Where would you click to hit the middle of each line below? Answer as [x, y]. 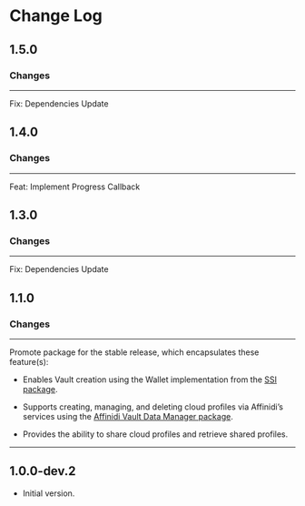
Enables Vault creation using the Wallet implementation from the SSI [150, 379]
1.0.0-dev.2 [43, 471]
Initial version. [49, 493]
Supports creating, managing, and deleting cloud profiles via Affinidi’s [153, 407]
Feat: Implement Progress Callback [75, 187]
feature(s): [29, 361]
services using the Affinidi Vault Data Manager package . [128, 416]
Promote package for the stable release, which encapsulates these [134, 352]
